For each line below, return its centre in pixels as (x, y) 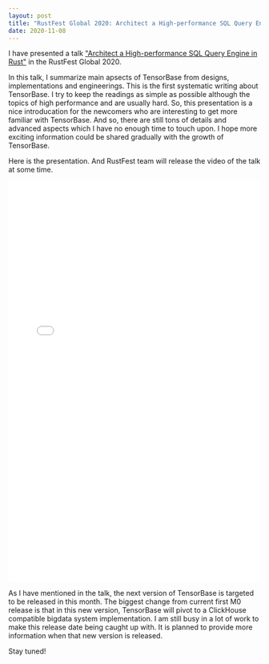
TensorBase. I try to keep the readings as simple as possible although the (129, 95)
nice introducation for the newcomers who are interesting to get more (123, 111)
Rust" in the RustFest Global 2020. (65, 62)
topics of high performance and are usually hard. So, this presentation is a (130, 103)
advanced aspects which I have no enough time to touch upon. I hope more (133, 128)
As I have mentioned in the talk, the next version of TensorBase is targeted (131, 593)
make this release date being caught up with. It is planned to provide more (130, 627)
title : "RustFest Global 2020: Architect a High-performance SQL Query (130, 23)
